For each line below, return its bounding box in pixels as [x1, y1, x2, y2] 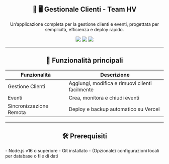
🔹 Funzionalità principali [46, 56, 123, 65]
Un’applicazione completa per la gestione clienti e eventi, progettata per [10, 21, 159, 27]
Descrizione [100, 71, 130, 78]
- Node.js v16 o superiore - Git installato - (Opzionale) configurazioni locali [5, 148, 159, 154]
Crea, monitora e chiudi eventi [68, 94, 140, 101]
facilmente [68, 86, 94, 93]
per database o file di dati [5, 153, 58, 159]
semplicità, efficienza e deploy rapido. [45, 26, 124, 32]
